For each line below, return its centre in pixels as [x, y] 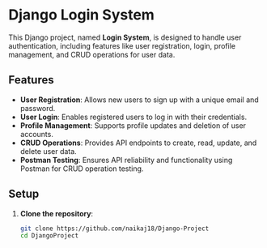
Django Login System [82, 15]
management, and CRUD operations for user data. [92, 54]
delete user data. [48, 151]
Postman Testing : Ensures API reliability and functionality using [126, 160]
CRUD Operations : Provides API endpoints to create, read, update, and [138, 143]
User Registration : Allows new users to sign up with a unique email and [139, 100]
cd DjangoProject [49, 236]
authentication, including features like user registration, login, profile [122, 45]
